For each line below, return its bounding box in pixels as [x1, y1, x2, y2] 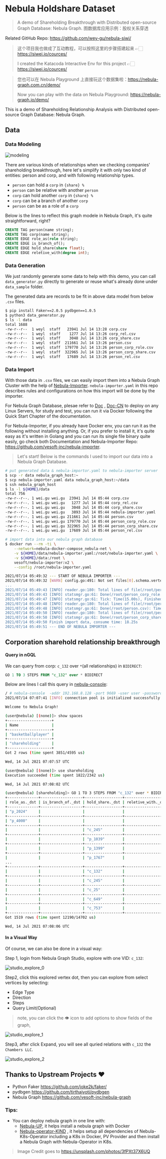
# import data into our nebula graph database [5, 537, 103, 542]
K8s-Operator [19, 1134, 48, 1140]
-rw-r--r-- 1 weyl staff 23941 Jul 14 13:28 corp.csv [5, 326, 127, 332]
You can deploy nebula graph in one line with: [12, 1118, 105, 1124]
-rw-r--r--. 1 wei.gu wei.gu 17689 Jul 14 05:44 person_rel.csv [5, 528, 142, 533]
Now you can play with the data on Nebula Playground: [17, 91, 129, 97]
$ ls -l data [5, 317, 32, 322]
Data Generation [5, 262, 45, 269]
